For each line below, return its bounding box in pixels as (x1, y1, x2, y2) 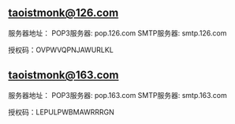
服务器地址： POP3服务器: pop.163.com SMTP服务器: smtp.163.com (8, 90, 227, 100)
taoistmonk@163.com (8, 69, 119, 82)
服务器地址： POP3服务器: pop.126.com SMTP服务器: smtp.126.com (8, 28, 227, 38)
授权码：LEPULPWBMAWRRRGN (8, 107, 114, 117)
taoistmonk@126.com (8, 6, 119, 20)
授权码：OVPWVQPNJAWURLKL (8, 45, 114, 54)
